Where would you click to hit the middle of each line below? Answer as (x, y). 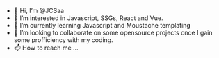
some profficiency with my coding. (63, 40)
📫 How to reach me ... (46, 48)
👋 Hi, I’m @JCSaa (39, 11)
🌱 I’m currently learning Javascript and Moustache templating (102, 25)
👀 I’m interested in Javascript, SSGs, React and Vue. (88, 18)
